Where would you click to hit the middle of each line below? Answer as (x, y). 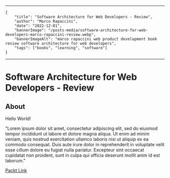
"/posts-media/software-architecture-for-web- (98, 30)
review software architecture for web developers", (61, 43)
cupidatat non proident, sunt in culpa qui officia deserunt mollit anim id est (83, 155)
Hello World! (18, 119)
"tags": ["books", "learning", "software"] (61, 48)
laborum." (15, 161)
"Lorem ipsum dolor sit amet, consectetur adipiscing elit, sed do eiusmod (81, 128)
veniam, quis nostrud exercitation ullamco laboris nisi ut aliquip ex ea (77, 139)
